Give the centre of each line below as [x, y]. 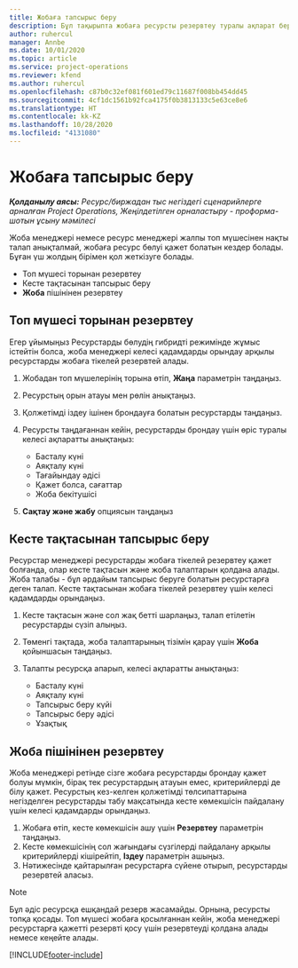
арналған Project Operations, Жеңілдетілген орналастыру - [122, 210]
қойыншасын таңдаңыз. [67, 651]
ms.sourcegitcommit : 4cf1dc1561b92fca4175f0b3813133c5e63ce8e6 [129, 100]
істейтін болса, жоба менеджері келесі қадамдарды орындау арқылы [142, 351]
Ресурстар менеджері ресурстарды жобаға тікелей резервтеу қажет [141, 560]
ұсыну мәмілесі [66, 220]
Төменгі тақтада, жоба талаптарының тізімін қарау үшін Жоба [140, 642]
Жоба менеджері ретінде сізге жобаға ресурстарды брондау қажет [138, 773]
